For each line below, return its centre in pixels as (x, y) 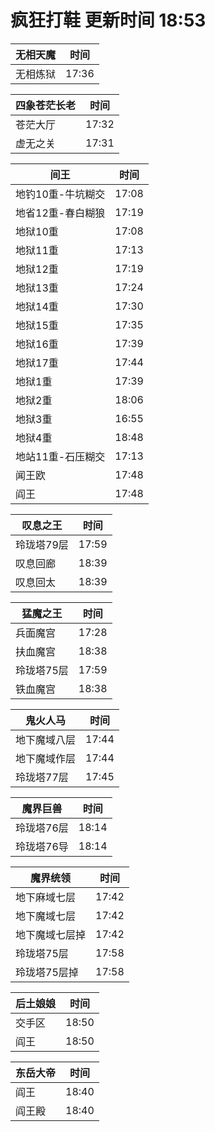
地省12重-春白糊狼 (60, 213)
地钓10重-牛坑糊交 (60, 194)
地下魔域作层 (46, 758)
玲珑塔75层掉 (47, 972)
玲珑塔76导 (42, 846)
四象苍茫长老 (46, 105)
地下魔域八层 (46, 739)
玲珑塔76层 (42, 828)
